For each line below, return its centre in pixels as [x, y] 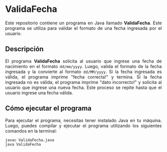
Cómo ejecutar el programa [48, 109]
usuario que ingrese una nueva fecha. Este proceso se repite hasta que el [83, 87]
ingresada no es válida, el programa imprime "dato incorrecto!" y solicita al [83, 82]
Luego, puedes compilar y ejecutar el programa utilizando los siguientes [83, 126]
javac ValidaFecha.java [30, 140]
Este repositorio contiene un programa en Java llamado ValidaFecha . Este [83, 23]
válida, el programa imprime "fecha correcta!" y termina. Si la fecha [83, 77]
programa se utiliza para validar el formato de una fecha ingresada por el [83, 28]
